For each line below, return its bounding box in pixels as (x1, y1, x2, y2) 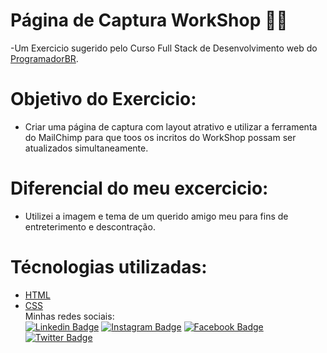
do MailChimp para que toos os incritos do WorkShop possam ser (24, 131, 297, 143)
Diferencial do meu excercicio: (10, 177, 269, 200)
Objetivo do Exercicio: (10, 88, 197, 111)
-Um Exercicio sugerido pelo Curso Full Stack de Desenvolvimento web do (10, 42, 318, 54)
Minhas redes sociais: (24, 310, 115, 322)
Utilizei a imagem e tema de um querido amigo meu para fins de (24, 210, 289, 222)
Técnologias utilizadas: (10, 256, 208, 278)
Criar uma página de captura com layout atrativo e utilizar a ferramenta (24, 120, 318, 133)
